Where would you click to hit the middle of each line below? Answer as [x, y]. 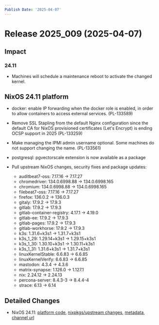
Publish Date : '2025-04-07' [33, 10]
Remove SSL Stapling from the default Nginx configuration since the [80, 123]
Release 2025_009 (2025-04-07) [73, 33]
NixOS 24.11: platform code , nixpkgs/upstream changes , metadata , [78, 312]
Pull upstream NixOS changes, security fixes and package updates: [79, 167]
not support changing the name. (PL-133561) [56, 148]
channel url [23, 318]
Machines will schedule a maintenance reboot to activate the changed [82, 76]
